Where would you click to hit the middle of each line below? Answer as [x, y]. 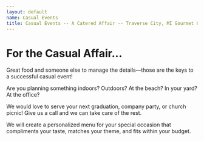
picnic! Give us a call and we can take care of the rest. [74, 113]
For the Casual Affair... [64, 53]
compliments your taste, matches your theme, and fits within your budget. [99, 131]
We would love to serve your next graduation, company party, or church [96, 106]
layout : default [27, 12]
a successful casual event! [39, 77]
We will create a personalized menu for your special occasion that [89, 125]
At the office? [23, 95]
